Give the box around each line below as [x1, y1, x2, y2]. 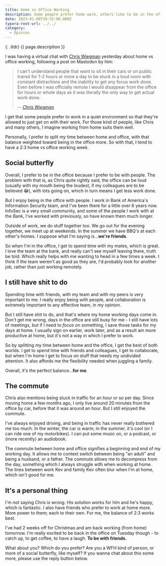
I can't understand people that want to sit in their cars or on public [17, 68, 152, 74]
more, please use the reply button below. [5, 556, 88, 562]
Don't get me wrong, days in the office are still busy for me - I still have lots [5, 316, 158, 322]
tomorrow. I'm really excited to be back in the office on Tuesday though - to [5, 530, 159, 536]
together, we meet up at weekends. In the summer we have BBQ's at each [5, 228, 156, 234]
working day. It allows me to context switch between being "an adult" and [5, 451, 155, 457]
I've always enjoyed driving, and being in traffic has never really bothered [5, 420, 155, 426]
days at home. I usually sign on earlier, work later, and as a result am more [5, 327, 156, 333]
